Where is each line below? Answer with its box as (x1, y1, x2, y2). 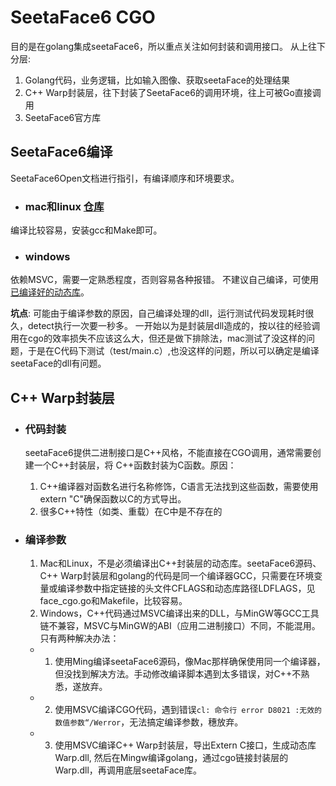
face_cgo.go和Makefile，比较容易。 (39, 595, 188, 607)
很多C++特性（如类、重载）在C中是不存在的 (39, 506, 223, 518)
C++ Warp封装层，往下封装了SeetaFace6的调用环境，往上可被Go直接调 (24, 86, 322, 98)
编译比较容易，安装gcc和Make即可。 (10, 224, 163, 236)
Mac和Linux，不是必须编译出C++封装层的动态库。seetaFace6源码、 (39, 557, 322, 570)
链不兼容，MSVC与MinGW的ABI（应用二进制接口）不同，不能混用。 (39, 620, 321, 632)
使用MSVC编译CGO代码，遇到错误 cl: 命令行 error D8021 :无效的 (54, 704, 323, 716)
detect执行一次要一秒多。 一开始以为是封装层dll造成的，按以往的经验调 (27, 320, 321, 332)
